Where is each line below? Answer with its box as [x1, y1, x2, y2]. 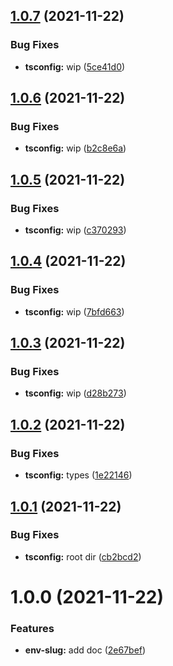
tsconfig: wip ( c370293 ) [24, 224, 127, 236]
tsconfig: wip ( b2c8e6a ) [24, 142, 127, 154]
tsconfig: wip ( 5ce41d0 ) [24, 60, 126, 73]
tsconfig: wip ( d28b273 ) [24, 387, 127, 399]
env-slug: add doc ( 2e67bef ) [24, 644, 147, 656]
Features [10, 621, 55, 635]
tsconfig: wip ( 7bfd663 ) [24, 305, 125, 318]
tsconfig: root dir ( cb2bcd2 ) [24, 550, 142, 563]
